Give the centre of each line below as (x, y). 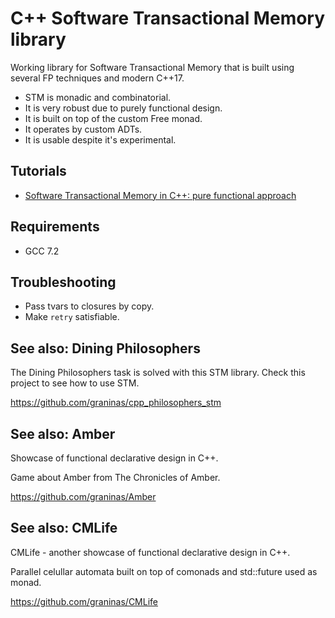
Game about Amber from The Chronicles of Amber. (115, 477)
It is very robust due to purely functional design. (123, 108)
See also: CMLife (64, 528)
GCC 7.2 (42, 251)
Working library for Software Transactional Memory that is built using (152, 67)
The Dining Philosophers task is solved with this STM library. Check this (158, 373)
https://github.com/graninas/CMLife (84, 601)
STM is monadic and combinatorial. (98, 97)
